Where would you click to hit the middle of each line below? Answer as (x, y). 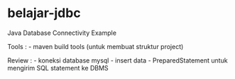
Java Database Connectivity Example (62, 33)
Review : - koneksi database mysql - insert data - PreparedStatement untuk (118, 60)
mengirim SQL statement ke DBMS (58, 68)
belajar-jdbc (44, 13)
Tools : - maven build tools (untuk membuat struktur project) (95, 46)
